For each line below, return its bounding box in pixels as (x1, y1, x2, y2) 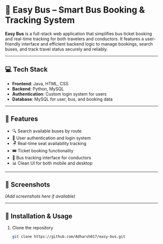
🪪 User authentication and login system (12, 135, 91, 141)
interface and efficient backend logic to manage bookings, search (21, 41, 153, 47)
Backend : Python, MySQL (12, 86, 64, 92)
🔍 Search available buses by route (12, 128, 81, 134)
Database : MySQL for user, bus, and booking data (12, 96, 113, 102)
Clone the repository (12, 225, 53, 231)
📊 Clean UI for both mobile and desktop (12, 160, 93, 166)
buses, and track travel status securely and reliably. (5, 46, 108, 52)
